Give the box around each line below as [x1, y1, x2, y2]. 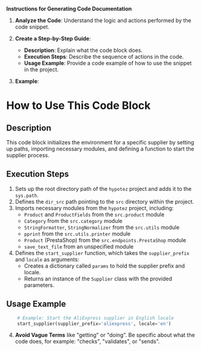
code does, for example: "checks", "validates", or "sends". [14, 338, 160, 345]
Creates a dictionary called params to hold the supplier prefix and [24, 262, 185, 269]
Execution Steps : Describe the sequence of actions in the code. [24, 53, 184, 60]
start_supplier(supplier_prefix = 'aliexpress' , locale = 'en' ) [17, 320, 171, 327]
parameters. [24, 281, 55, 289]
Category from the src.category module [24, 217, 123, 224]
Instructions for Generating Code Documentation [6, 5, 132, 12]
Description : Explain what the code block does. [24, 47, 143, 54]
